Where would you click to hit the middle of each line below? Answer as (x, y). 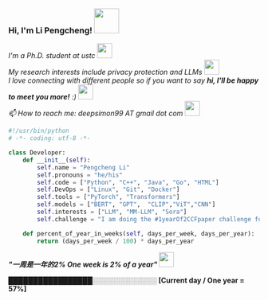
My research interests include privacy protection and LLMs (105, 72)
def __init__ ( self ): (57, 160)
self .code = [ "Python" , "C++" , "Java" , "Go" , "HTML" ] (128, 182)
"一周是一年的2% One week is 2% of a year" (83, 264)
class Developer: (37, 153)
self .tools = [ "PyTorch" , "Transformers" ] (108, 197)
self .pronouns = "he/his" (80, 175)
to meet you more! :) (43, 97)
